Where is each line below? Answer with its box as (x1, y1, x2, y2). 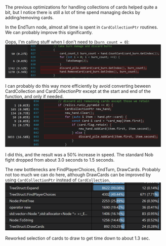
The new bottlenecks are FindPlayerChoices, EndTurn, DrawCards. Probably (5, 166, 161, 172)
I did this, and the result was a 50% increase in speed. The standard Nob (5, 151, 154, 157)
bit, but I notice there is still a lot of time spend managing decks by (5, 9, 141, 15)
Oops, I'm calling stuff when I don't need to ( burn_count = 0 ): (5, 39, 130, 45)
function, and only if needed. (5, 93, 64, 99)
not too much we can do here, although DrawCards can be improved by (5, 172, 151, 177)
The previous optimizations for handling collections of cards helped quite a (5, 4, 158, 10)
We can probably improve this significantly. (5, 30, 93, 35)
